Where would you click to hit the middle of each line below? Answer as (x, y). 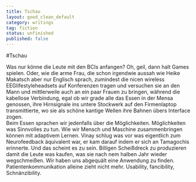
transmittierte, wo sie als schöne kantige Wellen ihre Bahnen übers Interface (98, 110)
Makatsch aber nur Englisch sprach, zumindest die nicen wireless (85, 79)
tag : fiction (22, 28)
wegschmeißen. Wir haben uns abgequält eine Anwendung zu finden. (90, 160)
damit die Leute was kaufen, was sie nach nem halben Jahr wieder (87, 154)
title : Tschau (23, 11)
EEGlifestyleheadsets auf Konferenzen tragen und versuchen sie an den (93, 85)
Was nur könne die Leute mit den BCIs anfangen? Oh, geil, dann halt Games (98, 67)
